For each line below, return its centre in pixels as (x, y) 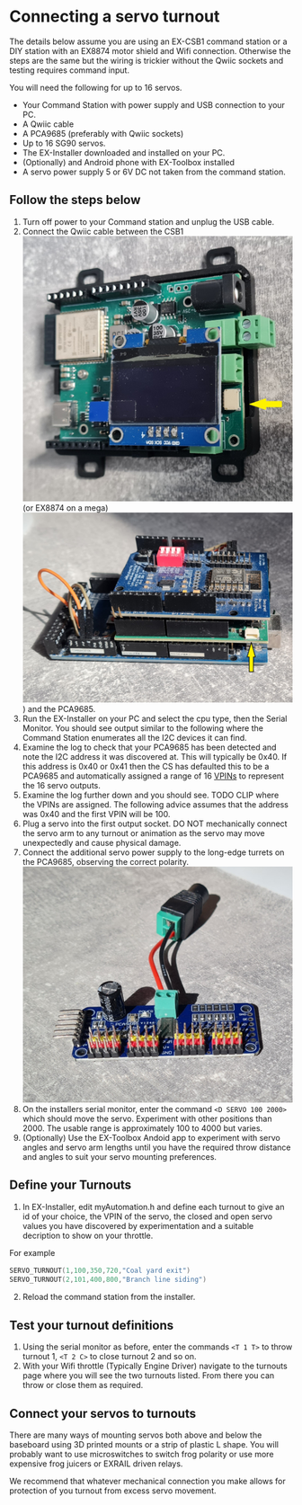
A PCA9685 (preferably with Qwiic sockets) (103, 133)
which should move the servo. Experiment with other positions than (147, 1118)
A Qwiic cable (48, 124)
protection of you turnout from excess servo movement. (113, 1491)
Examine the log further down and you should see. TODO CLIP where (151, 795)
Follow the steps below (75, 200)
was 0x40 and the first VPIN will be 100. (96, 814)
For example (32, 1252)
